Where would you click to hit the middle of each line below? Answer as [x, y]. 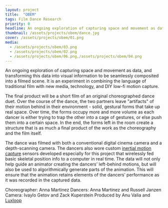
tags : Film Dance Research [33, 19]
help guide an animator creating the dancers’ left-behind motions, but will [81, 164]
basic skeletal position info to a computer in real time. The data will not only [83, 159]
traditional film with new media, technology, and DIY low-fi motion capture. [82, 86]
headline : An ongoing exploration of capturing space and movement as [80, 28]
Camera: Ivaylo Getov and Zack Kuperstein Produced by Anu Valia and [78, 195]
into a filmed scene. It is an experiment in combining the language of [76, 81]
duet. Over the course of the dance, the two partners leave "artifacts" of [79, 101]
